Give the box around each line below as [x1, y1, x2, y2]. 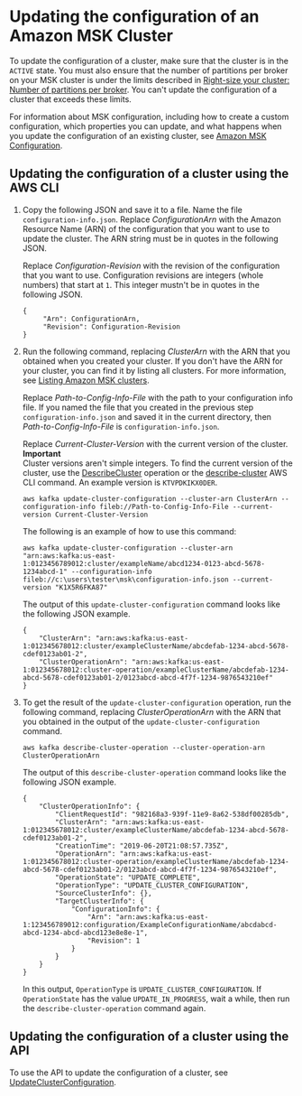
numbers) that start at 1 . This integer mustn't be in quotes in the [22, 279, 260, 290]
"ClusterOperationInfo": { [39, 802, 141, 811]
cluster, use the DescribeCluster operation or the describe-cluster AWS [22, 467, 288, 478]
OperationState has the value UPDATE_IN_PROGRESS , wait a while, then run [22, 993, 290, 1004]
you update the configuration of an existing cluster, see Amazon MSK [9, 130, 268, 141]
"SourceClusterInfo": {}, [55, 888, 152, 897]
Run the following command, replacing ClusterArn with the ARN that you [22, 346, 290, 357]
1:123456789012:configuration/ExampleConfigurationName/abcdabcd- [22, 920, 278, 929]
